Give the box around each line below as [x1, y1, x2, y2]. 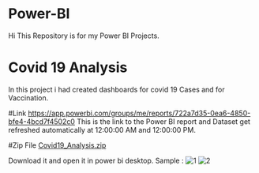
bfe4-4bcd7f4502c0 [8, 116, 75, 126]
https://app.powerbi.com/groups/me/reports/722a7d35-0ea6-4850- [28, 108, 251, 118]
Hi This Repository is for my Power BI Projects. [8, 31, 160, 40]
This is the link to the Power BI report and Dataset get [76, 116, 251, 126]
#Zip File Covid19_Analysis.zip [8, 140, 107, 150]
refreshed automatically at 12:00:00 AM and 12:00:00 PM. [8, 125, 196, 134]
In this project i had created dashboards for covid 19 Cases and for [8, 85, 225, 94]
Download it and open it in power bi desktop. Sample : [8, 156, 184, 165]
